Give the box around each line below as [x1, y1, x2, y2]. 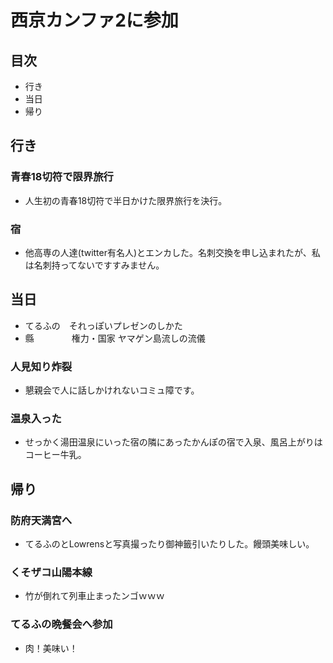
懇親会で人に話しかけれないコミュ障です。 [24, 384, 200, 396]
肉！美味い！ [24, 642, 78, 654]
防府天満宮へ [10, 513, 73, 527]
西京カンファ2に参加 [10, 9, 179, 32]
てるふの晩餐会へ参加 [10, 617, 113, 631]
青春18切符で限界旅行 [10, 170, 114, 184]
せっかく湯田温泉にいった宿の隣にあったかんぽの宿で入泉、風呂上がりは [24, 436, 323, 448]
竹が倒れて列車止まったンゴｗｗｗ [24, 590, 165, 602]
